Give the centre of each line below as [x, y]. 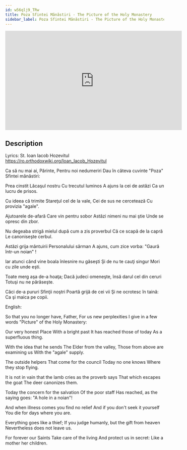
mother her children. [26, 443]
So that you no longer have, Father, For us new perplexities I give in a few [81, 317]
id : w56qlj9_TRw [22, 10]
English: [13, 307]
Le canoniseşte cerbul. [29, 237]
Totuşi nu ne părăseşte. [30, 282]
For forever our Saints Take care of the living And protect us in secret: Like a [84, 438]
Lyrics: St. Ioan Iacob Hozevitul [37, 156]
